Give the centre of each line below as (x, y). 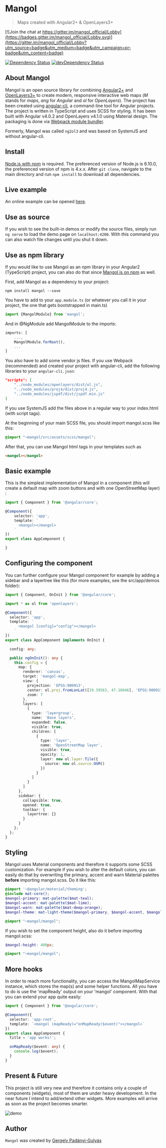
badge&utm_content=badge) (34, 53)
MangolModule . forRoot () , (40, 342)
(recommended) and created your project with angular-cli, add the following (83, 366)
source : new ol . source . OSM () (75, 764)
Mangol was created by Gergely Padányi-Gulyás (53, 1141)
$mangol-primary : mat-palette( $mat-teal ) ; (49, 898)
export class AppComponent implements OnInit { (55, 640)
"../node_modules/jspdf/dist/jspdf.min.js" (60, 394)
